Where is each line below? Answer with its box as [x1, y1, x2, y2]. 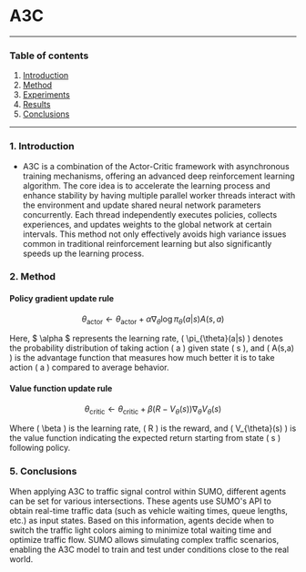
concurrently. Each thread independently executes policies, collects [22, 209, 278, 220]
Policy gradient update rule [9, 293, 115, 304]
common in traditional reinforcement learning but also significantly [22, 238, 272, 249]
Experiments [22, 89, 70, 100]
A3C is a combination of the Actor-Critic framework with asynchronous [22, 160, 290, 171]
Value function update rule [9, 383, 113, 394]
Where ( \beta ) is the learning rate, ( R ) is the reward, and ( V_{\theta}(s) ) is [9, 423, 297, 434]
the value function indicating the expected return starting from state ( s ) [9, 433, 281, 444]
